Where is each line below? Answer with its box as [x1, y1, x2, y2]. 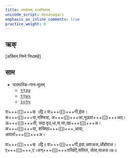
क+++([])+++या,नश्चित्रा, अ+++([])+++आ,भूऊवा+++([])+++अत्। [5, 114, 126, 120]
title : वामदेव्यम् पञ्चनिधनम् [5, 7, 50, 13]
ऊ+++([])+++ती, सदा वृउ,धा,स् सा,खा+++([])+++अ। [5, 120, 101, 126]
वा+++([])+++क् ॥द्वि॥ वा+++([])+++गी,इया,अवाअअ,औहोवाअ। [5, 141, 116, 147]
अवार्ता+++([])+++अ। [5, 131, 45, 137]
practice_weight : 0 [5, 21, 46, 27]
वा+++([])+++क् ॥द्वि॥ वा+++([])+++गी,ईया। [5, 109, 88, 115]
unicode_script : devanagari [5, 12, 64, 17]
